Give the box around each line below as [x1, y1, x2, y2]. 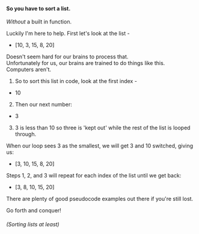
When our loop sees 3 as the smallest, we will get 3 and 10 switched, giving [6, 142, 194, 150]
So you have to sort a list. [6, 5, 71, 12]
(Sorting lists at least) [6, 220, 60, 228]
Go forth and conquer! [6, 207, 61, 214]
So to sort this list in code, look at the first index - [14, 78, 137, 85]
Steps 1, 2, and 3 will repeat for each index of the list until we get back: [6, 172, 182, 179]
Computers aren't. [6, 66, 52, 73]
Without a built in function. [6, 18, 72, 25]
